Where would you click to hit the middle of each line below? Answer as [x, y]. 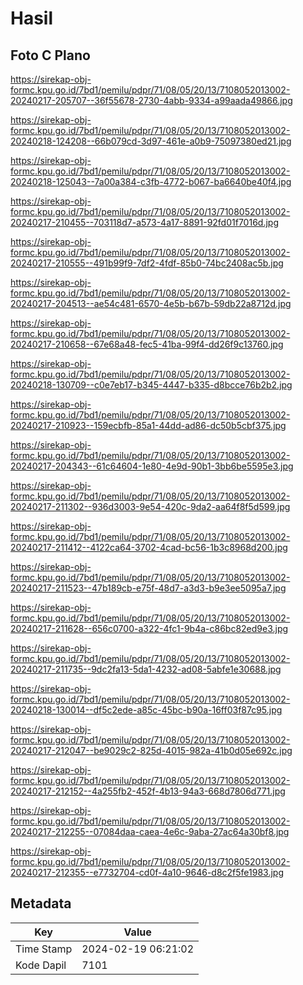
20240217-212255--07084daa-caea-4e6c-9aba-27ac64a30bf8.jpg [150, 831]
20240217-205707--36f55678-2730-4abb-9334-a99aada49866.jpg [151, 100]
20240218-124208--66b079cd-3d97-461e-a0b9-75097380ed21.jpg [151, 141]
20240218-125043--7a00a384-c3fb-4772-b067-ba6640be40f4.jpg [151, 181]
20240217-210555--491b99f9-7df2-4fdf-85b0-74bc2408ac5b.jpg [147, 263]
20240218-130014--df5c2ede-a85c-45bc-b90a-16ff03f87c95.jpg [146, 710]
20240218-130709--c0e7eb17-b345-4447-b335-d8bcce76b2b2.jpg [151, 385]
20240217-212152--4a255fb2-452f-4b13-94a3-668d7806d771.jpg [148, 791]
